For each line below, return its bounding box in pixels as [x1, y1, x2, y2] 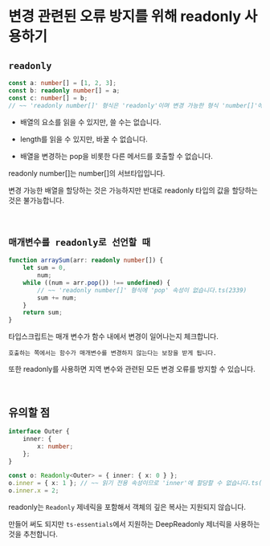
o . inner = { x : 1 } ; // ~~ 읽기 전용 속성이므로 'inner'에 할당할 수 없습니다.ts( [8, 479, 263, 487]
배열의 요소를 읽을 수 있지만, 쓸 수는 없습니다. [19, 117, 162, 127]
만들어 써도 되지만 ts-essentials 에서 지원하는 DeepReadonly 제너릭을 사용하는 [8, 520, 260, 528]
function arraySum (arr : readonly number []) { [8, 256, 163, 265]
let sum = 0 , [22, 264, 67, 272]
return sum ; [22, 308, 63, 317]
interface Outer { [8, 427, 70, 435]
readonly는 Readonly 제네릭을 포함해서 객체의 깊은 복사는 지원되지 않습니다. [8, 503, 247, 511]
